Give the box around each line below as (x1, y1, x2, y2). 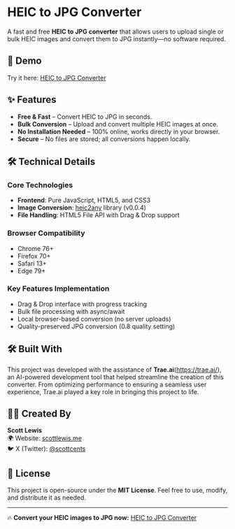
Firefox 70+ (17, 252, 51, 260)
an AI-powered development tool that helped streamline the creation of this (7, 372, 224, 381)
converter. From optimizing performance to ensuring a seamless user (7, 380, 207, 389)
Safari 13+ (17, 259, 47, 268)
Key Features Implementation (7, 284, 110, 294)
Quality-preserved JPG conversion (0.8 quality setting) (17, 322, 176, 331)
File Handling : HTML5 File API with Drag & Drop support (17, 211, 180, 219)
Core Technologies (7, 180, 73, 189)
